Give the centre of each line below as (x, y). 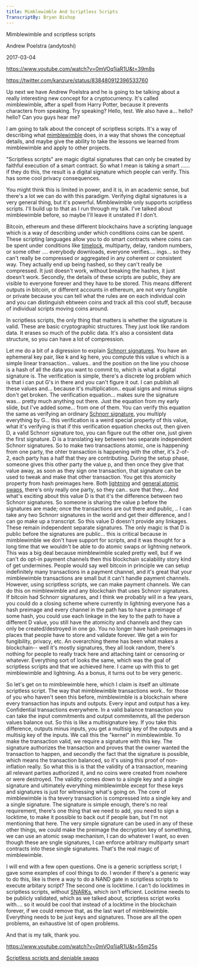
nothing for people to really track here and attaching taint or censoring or (96, 654)
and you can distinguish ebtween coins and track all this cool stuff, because (99, 302)
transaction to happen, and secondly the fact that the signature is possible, (98, 753)
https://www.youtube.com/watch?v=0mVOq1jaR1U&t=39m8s (80, 68)
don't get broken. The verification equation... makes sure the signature (92, 395)
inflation (16, 766)
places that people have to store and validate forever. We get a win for (92, 635)
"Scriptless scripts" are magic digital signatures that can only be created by (99, 159)
